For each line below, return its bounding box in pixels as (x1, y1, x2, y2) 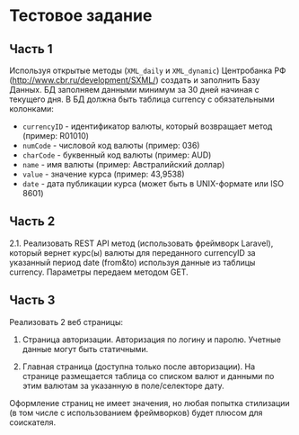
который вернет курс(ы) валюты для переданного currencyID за (9, 247, 256, 258)
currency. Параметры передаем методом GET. (9, 267, 189, 277)
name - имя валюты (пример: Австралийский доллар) (22, 159, 225, 169)
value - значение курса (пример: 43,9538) (22, 168, 186, 179)
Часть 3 (9, 293, 56, 308)
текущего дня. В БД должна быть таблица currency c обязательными (9, 94, 276, 104)
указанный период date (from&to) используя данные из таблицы (9, 257, 256, 267)
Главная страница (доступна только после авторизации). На (22, 361, 256, 372)
